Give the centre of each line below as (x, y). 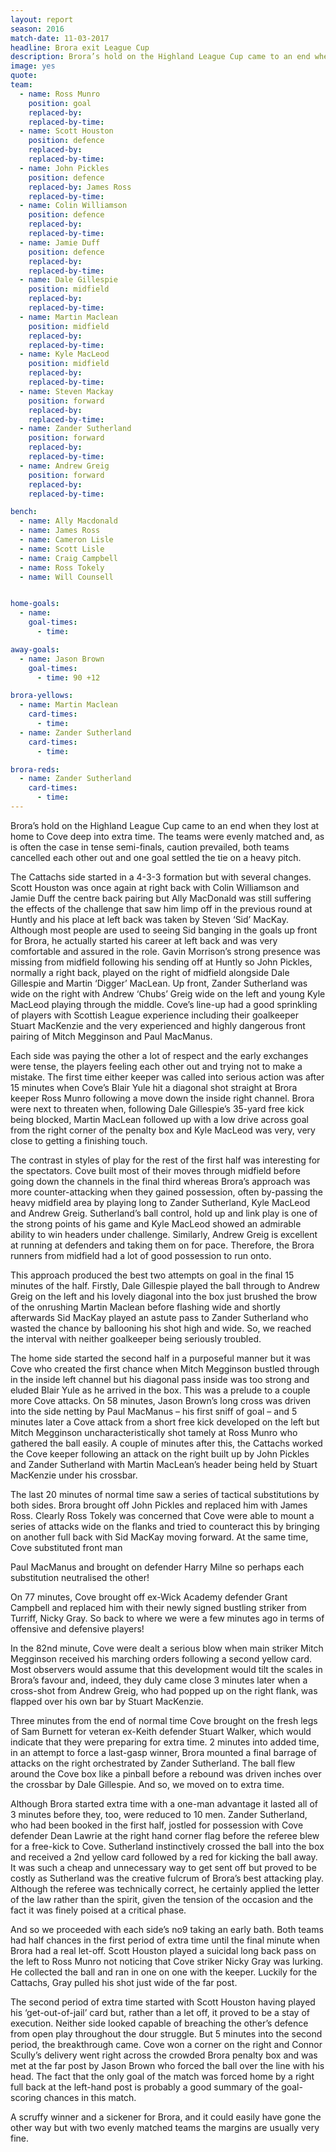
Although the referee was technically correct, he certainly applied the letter (165, 1888)
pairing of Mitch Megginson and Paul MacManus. (111, 1036)
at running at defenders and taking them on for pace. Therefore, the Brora (162, 1245)
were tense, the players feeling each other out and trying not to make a (156, 1066)
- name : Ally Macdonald (68, 521)
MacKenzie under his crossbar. (74, 1475)
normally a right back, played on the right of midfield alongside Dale (150, 972)
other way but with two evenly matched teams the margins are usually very (165, 2127)
